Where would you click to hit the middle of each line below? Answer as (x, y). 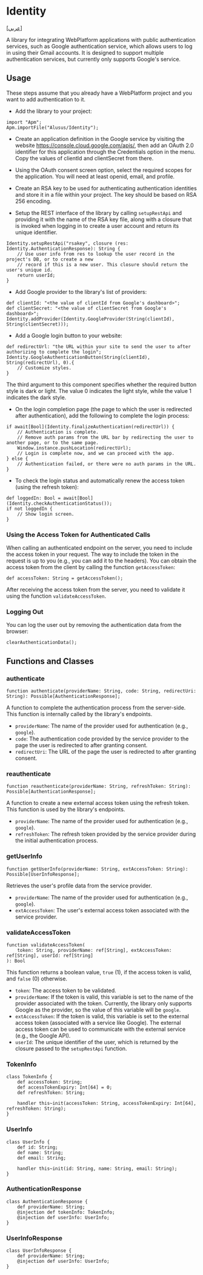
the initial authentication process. (56, 841)
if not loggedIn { (29, 508)
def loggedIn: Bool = (34, 498)
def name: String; (40, 1152)
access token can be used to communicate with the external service (100, 1029)
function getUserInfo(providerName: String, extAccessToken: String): (97, 869)
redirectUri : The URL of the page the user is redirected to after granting (106, 752)
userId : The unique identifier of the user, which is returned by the (97, 1042)
